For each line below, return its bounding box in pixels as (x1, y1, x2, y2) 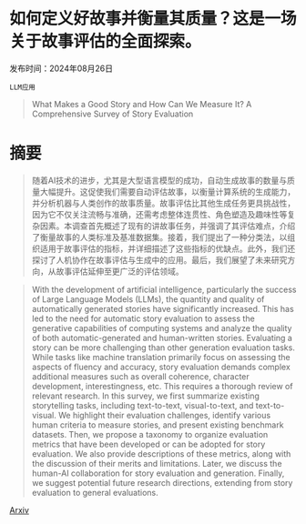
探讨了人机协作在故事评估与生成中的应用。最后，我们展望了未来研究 (31, 254, 288, 265)
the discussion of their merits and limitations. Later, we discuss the (31, 458, 282, 469)
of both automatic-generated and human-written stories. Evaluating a (31, 332, 293, 343)
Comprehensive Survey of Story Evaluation (31, 108, 194, 119)
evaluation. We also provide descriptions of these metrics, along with (31, 448, 291, 459)
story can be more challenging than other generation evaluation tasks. (31, 342, 296, 353)
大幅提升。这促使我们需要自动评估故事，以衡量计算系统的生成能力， (39, 186, 296, 196)
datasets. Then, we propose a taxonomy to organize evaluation (31, 428, 269, 439)
